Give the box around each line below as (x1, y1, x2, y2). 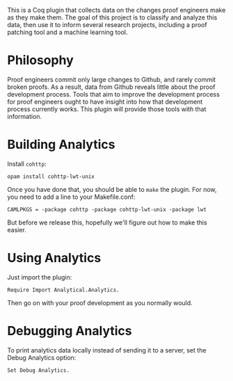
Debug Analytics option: (7, 353, 77, 362)
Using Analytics (7, 250, 102, 266)
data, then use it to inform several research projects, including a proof (7, 21, 207, 29)
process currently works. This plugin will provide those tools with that (7, 104, 207, 113)
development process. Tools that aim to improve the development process (7, 90, 220, 98)
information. (7, 112, 42, 120)
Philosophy (7, 52, 74, 68)
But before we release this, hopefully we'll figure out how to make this (7, 218, 207, 227)
